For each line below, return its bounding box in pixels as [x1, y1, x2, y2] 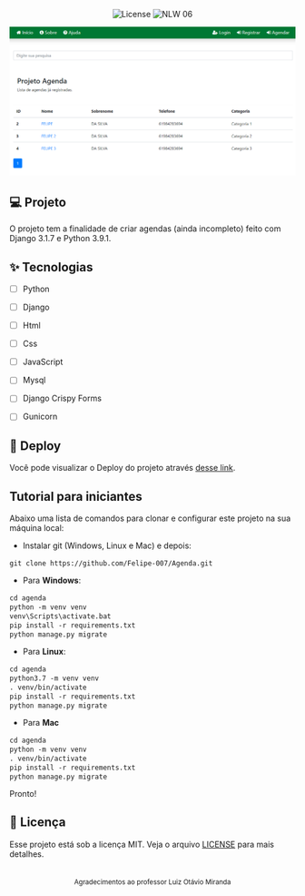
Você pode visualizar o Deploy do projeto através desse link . [9, 463, 236, 473]
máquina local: [9, 523, 64, 534]
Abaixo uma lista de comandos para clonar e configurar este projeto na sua [9, 513, 291, 524]
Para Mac [22, 718, 60, 728]
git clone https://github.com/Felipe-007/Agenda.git [9, 559, 213, 568]
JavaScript [22, 356, 64, 368]
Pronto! [9, 789, 37, 799]
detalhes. [9, 848, 44, 860]
